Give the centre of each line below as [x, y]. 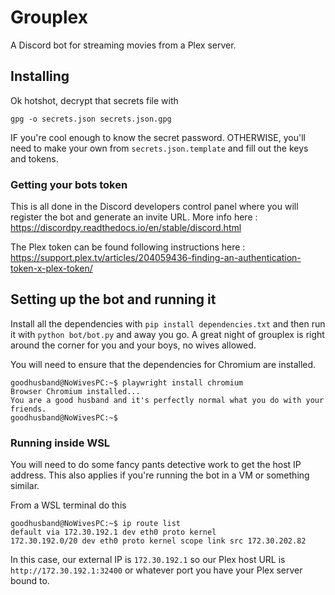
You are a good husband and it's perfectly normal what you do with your [167, 400]
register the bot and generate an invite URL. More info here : [134, 217]
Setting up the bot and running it [113, 299]
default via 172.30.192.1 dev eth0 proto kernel [113, 532]
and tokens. [34, 158]
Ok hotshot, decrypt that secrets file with [94, 100]
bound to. [30, 581]
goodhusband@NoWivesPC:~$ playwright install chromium [127, 382]
